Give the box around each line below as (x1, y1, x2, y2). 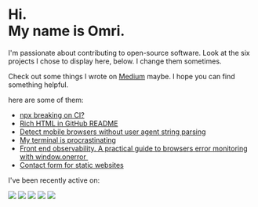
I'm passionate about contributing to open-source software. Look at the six (8, 48, 250, 57)
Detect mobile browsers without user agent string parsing (19, 127, 206, 136)
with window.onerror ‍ (19, 151, 89, 162)
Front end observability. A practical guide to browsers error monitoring (19, 143, 249, 153)
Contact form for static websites (19, 160, 124, 169)
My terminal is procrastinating (19, 135, 116, 144)
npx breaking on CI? (19, 110, 85, 119)
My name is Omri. (8, 22, 125, 40)
